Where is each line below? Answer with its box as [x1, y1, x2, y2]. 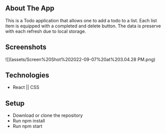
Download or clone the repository [12, 112, 83, 118]
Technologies [5, 71, 50, 80]
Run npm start [12, 123, 43, 129]
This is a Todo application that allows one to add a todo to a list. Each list [5, 17, 157, 23]
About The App [5, 4, 55, 13]
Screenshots [5, 43, 47, 52]
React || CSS [12, 84, 40, 91]
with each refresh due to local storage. [5, 28, 86, 34]
